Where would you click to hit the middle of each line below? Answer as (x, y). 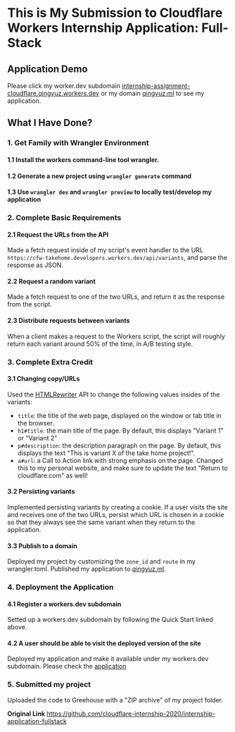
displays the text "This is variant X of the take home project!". (106, 453)
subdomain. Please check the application (67, 666)
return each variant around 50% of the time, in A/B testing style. (100, 344)
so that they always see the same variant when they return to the (101, 522)
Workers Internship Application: (103, 28)
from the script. (30, 304)
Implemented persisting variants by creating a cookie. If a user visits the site (118, 507)
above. (17, 627)
